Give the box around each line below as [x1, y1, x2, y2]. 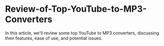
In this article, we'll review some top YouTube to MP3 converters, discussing [5, 30, 160, 36]
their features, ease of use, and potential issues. [5, 35, 103, 41]
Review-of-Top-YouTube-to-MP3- [5, 3, 147, 15]
